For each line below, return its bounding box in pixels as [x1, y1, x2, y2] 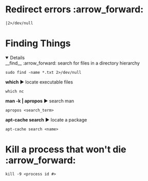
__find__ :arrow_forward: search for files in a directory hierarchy [5, 60, 140, 66]
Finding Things [5, 37, 71, 49]
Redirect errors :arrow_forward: [5, 4, 144, 15]
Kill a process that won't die [5, 144, 126, 155]
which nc [5, 89, 24, 94]
